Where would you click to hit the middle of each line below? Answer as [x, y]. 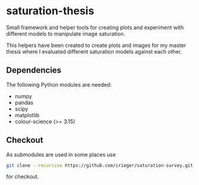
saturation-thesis [50, 11]
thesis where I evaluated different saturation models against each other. [94, 51]
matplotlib [27, 115]
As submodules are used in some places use [61, 154]
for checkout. [23, 177]
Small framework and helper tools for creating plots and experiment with [95, 27]
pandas [24, 102]
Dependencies [34, 70]
